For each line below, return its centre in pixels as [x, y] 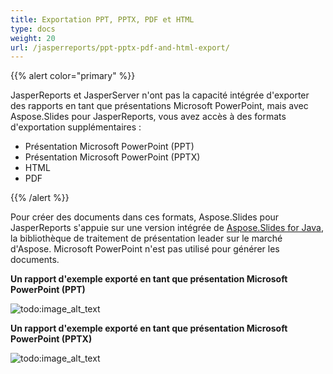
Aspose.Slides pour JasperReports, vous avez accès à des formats [148, 117]
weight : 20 [33, 38]
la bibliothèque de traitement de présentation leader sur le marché [146, 238]
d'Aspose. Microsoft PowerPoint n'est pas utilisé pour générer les [145, 249]
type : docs [33, 29]
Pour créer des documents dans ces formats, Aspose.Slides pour [145, 217]
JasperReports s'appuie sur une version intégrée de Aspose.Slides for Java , [167, 228]
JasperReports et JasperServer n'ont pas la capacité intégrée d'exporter [160, 95]
